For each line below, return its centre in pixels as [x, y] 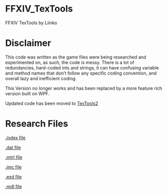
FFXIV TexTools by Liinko [31, 23]
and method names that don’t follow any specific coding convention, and [81, 73]
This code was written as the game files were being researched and [76, 57]
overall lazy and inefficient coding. [41, 78]
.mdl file [14, 186]
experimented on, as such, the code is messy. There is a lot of [70, 62]
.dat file [13, 147]
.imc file [13, 167]
